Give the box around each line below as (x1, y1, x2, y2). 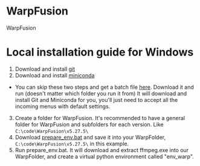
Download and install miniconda (15, 71, 95, 79)
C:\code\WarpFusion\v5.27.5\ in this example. (15, 140, 129, 147)
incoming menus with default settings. (15, 103, 111, 110)
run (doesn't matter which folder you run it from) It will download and (15, 89, 187, 97)
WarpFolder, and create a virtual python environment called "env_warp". (15, 153, 195, 160)
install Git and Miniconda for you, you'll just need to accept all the (15, 96, 178, 103)
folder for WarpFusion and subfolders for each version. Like (15, 121, 164, 128)
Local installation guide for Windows (6, 45, 194, 59)
